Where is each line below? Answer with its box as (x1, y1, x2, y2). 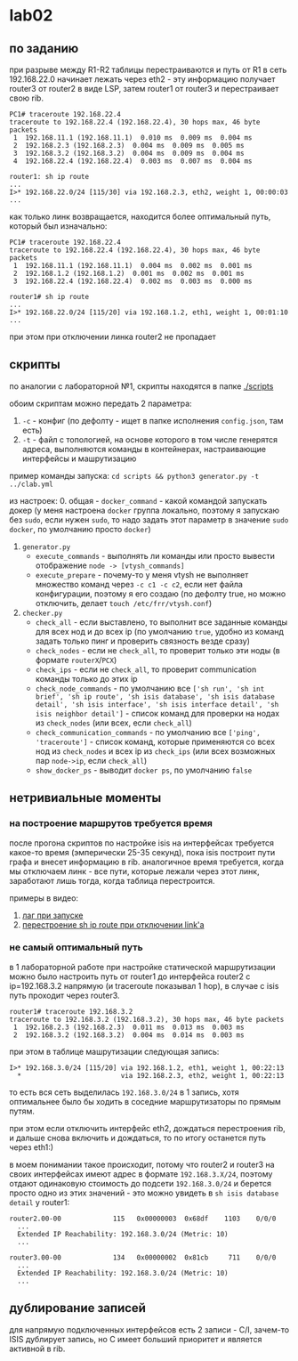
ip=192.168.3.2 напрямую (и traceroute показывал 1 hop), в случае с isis (9, 980, 279, 991)
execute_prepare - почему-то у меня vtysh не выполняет (35, 569, 249, 579)
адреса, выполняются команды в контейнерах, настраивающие (21, 443, 267, 454)
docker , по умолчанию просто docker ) (9, 523, 151, 534)
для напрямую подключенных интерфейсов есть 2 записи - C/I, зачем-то (9, 1324, 290, 1335)
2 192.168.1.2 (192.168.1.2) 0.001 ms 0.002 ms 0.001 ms (12, 269, 245, 278)
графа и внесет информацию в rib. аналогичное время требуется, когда (9, 856, 285, 867)
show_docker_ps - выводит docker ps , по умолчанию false (35, 765, 253, 775)
